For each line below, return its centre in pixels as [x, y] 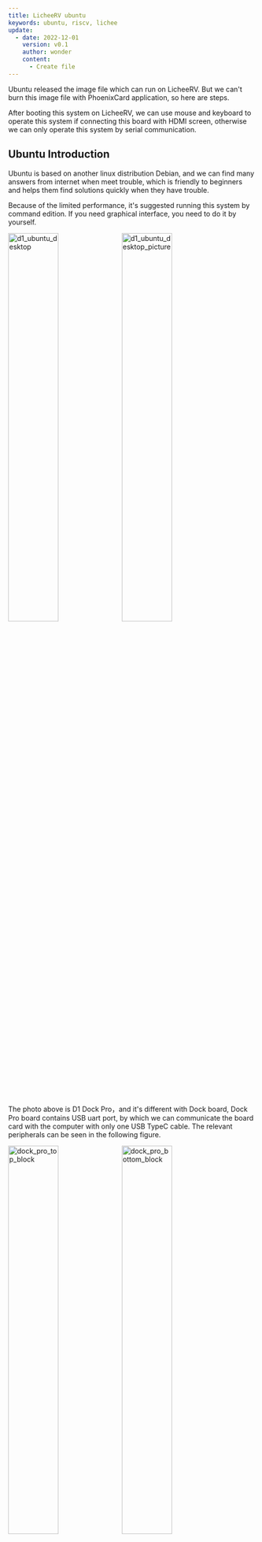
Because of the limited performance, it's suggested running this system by [129, 205]
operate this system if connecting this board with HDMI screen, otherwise [127, 121]
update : [21, 30]
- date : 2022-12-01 [47, 37]
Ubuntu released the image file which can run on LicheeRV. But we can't [125, 89]
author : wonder [47, 52]
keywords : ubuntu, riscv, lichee [63, 23]
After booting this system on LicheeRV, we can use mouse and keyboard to [130, 113]
